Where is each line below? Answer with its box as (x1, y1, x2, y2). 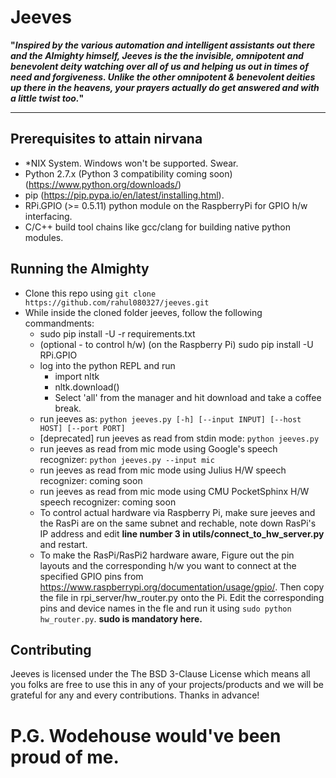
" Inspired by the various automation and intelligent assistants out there (10, 39, 316, 51)
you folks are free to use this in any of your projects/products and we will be (10, 679, 324, 691)
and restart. (39, 538, 88, 550)
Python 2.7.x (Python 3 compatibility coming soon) (24, 167, 233, 180)
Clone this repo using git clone (24, 287, 157, 299)
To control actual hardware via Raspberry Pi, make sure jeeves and (39, 506, 316, 518)
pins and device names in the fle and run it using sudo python (39, 602, 292, 614)
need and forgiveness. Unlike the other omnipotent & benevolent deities (10, 71, 316, 83)
